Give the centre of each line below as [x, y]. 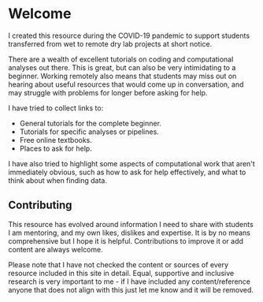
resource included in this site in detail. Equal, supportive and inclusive [121, 273]
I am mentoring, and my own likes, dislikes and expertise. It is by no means [129, 233]
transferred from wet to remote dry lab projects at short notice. [110, 43]
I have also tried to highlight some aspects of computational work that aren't [132, 163]
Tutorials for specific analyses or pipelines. [89, 132]
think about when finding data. [58, 180]
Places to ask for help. [56, 148]
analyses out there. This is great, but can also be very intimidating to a [122, 67]
